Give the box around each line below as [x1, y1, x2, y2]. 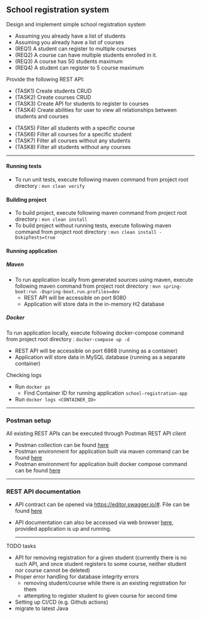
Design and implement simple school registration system [6, 20, 146, 28]
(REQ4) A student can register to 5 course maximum [14, 64, 144, 71]
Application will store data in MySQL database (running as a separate [14, 353, 185, 361]
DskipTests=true [14, 235, 56, 241]
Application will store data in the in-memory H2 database [23, 300, 165, 308]
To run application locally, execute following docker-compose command [6, 329, 184, 336]
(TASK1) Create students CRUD [14, 87, 92, 95]
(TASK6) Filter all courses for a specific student [14, 130, 132, 138]
